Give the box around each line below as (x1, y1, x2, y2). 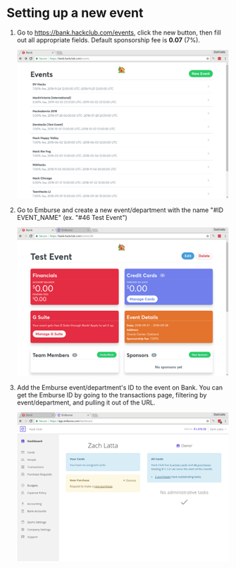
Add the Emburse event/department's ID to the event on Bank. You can (16, 383, 223, 392)
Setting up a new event (6, 5, 144, 21)
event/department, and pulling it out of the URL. (16, 398, 156, 407)
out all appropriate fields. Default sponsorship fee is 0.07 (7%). (16, 35, 200, 44)
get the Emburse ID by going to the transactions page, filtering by (16, 391, 207, 400)
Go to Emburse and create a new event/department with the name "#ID (16, 206, 223, 214)
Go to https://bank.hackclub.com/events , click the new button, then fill (16, 28, 221, 37)
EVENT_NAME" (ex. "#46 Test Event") (16, 214, 128, 222)
